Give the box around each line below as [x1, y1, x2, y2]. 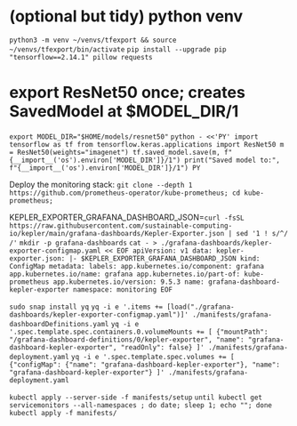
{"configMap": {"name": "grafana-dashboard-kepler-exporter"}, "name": [9, 360, 280, 369]
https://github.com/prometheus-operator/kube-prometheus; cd [9, 189, 241, 197]
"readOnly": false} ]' [120, 342, 205, 352]
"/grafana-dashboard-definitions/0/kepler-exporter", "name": [9, 335, 245, 344]
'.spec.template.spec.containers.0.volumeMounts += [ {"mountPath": [9, 327, 269, 336]
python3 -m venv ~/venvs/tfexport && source [9, 36, 177, 44]
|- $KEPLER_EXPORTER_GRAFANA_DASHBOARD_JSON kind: [68, 253, 261, 263]
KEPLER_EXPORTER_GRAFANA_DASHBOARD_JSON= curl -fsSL [9, 212, 245, 222]
